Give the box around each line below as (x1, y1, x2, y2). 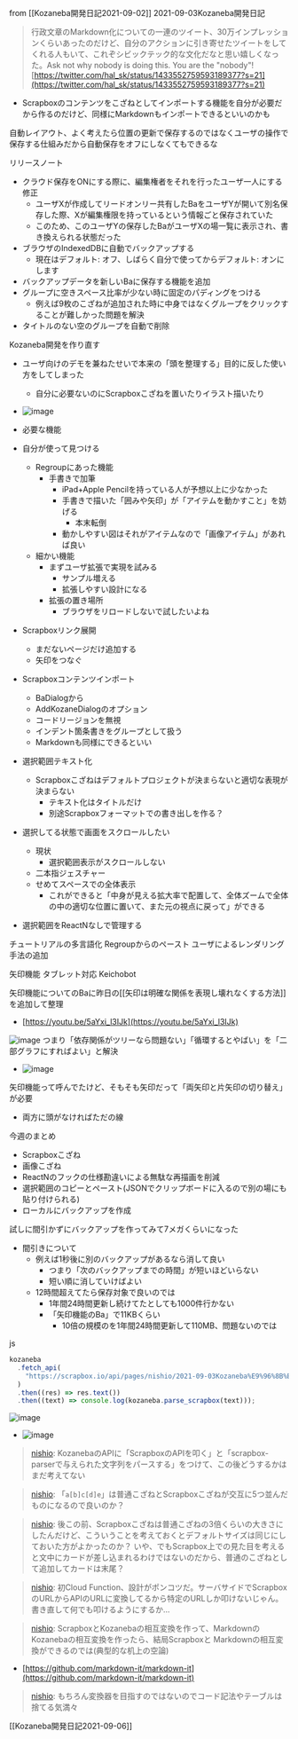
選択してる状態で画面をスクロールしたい (21, 827, 170, 837)
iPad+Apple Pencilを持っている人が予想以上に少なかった (61, 484, 269, 494)
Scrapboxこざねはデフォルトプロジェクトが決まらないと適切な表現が (35, 775, 288, 785)
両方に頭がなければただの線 (21, 1112, 124, 1122)
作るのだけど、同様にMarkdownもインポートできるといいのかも (37, 109, 271, 119)
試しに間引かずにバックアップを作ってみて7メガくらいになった (9, 1224, 239, 1234)
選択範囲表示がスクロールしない (48, 857, 166, 867)
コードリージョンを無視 (35, 715, 122, 725)
